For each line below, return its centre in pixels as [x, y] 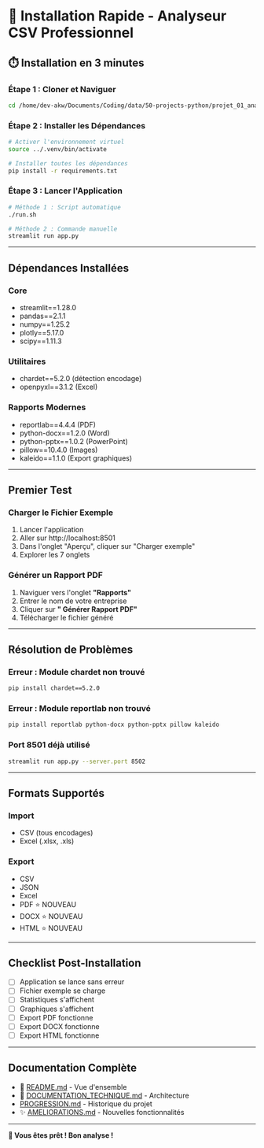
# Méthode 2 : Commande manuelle [63, 229]
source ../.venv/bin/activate [58, 149]
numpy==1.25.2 [45, 324]
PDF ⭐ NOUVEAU [48, 904]
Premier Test [40, 490]
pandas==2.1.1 [42, 316]
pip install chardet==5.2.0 [54, 688]
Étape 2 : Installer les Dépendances [77, 125]
